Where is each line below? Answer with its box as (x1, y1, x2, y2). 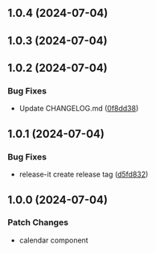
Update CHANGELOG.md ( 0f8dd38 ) (18, 104, 139, 114)
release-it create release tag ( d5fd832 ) (18, 169, 149, 180)
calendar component (18, 235, 89, 245)
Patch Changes (7, 217, 69, 228)
